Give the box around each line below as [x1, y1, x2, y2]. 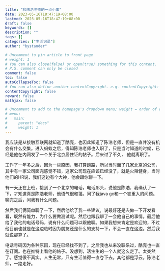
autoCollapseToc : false [5, 80, 54, 85]
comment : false [5, 71, 36, 76]
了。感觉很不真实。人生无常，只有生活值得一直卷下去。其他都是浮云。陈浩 [5, 254, 156, 260]
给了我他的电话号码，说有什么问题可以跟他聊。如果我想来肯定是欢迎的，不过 [5, 219, 160, 225]
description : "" [5, 30, 38, 35]
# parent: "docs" [5, 121, 50, 125]
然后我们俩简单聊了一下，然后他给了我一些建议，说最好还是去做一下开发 [5, 207, 151, 213]
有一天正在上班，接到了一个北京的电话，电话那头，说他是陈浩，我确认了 [5, 184, 151, 190]
